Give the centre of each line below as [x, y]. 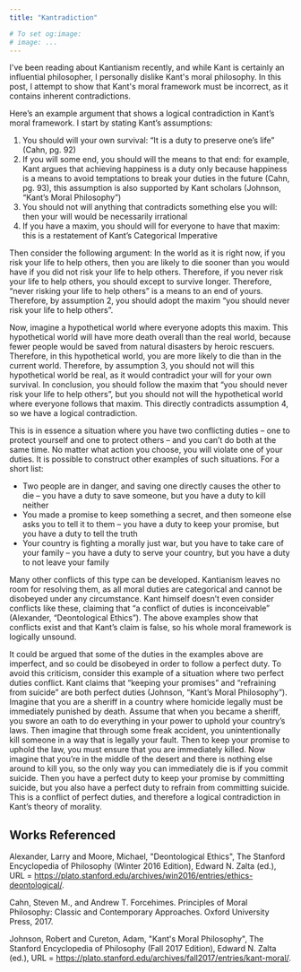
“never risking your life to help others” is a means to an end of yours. [136, 291]
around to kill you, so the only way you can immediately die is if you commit [149, 768]
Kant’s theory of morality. [56, 807]
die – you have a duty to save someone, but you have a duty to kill [144, 496]
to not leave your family [66, 562]
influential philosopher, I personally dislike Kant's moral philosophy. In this [146, 77]
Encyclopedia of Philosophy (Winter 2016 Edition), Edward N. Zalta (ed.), [143, 866]
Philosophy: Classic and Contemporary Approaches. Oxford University [140, 912]
